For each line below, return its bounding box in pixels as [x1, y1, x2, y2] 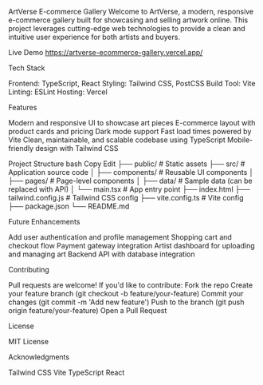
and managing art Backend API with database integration [8, 249, 195, 259]
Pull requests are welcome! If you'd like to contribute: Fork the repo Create [8, 280, 253, 290]
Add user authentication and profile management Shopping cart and [8, 232, 233, 242]
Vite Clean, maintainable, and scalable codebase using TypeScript [8, 135, 226, 145]
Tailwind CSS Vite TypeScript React [8, 367, 125, 377]
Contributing [8, 265, 49, 274]
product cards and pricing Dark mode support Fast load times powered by [8, 127, 252, 136]
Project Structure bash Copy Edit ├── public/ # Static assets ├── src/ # [8, 159, 245, 169]
